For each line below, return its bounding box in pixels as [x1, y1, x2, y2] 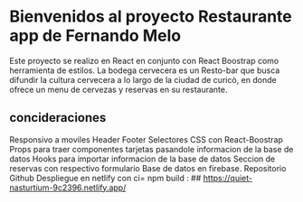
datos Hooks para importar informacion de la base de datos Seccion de [9, 153, 276, 164]
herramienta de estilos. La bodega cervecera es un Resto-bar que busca [9, 65, 280, 76]
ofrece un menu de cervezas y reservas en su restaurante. [9, 84, 228, 95]
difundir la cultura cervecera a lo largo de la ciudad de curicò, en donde [9, 74, 278, 85]
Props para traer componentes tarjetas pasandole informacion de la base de [9, 143, 294, 154]
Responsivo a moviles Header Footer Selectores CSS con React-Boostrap [9, 133, 283, 145]
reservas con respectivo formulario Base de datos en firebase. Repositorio [9, 162, 287, 173]
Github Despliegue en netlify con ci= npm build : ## [9, 172, 202, 183]
